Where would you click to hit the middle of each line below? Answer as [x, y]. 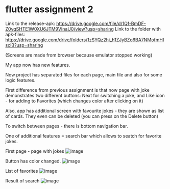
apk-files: [15, 34]
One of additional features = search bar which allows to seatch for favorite [83, 136]
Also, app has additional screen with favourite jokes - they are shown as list [85, 111]
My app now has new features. [38, 65]
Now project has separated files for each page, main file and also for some [84, 74]
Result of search [22, 181]
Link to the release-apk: [30, 23]
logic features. [20, 80]
